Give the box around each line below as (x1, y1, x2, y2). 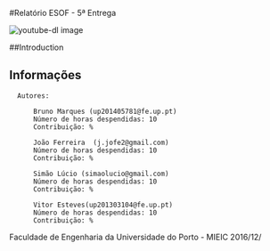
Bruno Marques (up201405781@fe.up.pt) (32, 107, 177, 116)
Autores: (17, 91, 50, 101)
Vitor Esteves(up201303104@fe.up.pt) (32, 200, 174, 209)
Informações (9, 68, 82, 83)
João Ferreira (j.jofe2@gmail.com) (32, 138, 169, 147)
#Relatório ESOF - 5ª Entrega (9, 8, 117, 18)
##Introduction (9, 42, 64, 53)
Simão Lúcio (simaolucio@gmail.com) (32, 169, 169, 178)
